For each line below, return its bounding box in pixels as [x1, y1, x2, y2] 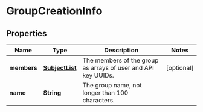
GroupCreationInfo [6, 4, 103, 18]
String [43, 89, 62, 97]
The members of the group [82, 56, 159, 64]
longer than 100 [82, 89, 129, 97]
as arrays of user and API [82, 64, 154, 72]
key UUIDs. [82, 71, 114, 79]
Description [104, 46, 139, 54]
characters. [82, 96, 115, 104]
